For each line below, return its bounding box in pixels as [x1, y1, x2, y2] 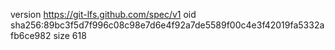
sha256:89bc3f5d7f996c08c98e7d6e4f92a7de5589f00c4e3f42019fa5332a [10, 19, 325, 31]
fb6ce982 [10, 30, 52, 41]
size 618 [53, 30, 87, 41]
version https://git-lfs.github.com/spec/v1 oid [10, 9, 197, 20]
